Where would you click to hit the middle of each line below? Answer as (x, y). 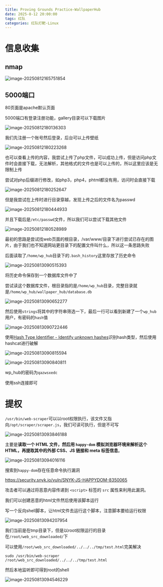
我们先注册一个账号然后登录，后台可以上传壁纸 (52, 138)
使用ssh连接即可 (21, 383)
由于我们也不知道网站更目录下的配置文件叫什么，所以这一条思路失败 (81, 245)
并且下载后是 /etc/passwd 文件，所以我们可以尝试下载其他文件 (66, 220)
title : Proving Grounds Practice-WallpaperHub (53, 9)
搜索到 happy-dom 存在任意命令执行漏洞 (42, 470)
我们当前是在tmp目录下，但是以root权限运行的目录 (55, 530)
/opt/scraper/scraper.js (34, 425)
